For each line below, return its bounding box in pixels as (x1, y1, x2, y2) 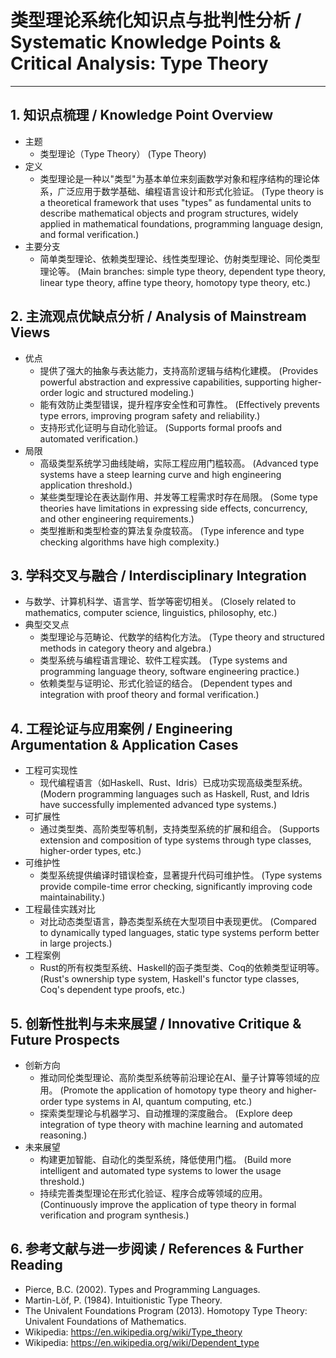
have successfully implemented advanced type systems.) (39, 799, 278, 811)
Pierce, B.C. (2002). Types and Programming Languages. (24, 1283, 261, 1295)
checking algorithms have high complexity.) (39, 536, 220, 548)
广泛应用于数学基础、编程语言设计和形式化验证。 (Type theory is (57, 185, 324, 197)
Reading (10, 1257, 63, 1274)
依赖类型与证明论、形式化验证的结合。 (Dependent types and (39, 677, 293, 690)
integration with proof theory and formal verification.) (39, 689, 260, 701)
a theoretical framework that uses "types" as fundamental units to (39, 196, 312, 208)
